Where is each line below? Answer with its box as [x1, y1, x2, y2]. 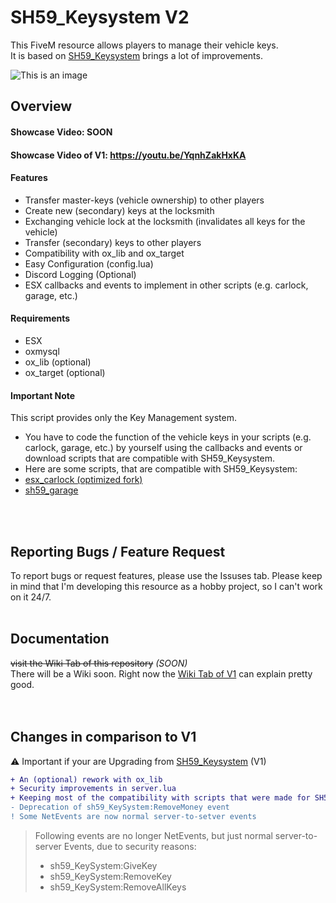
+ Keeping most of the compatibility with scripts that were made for [10, 793, 311, 803]
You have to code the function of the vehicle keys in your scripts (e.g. [24, 431, 312, 443]
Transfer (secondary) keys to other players [24, 236, 202, 248]
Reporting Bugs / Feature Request [10, 543, 226, 560]
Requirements [10, 312, 71, 325]
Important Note [10, 389, 76, 401]
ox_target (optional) [24, 366, 106, 378]
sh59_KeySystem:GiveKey [49, 859, 158, 871]
